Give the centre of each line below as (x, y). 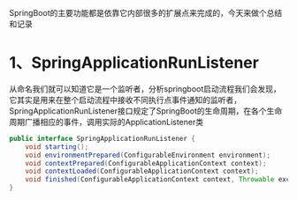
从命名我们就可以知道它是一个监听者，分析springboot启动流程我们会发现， (145, 89)
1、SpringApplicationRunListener (134, 63)
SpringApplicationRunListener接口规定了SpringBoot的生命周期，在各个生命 (146, 111)
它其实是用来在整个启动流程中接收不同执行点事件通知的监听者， (125, 100)
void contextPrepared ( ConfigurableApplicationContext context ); (146, 163)
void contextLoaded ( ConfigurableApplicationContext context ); (142, 171)
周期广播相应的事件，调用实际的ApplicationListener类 (107, 122)
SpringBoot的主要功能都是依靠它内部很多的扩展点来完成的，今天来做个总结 (146, 13)
